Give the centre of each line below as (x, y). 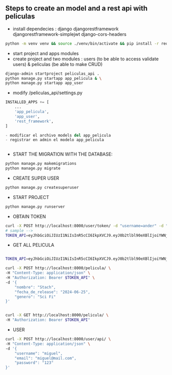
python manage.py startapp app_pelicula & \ (53, 78)
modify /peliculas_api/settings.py (48, 93)
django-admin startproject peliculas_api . (52, 74)
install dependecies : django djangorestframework (66, 29)
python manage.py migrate (33, 168)
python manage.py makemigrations (41, 164)
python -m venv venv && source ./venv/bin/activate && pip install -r (82, 43)
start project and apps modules (46, 53)
